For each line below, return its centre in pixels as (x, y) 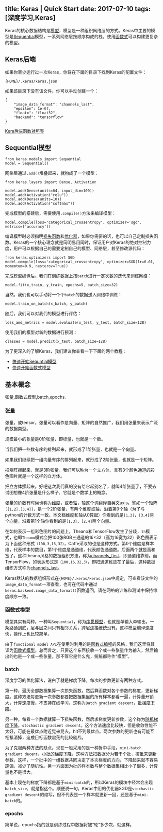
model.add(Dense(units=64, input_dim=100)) (50, 191)
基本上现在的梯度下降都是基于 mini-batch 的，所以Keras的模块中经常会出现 (79, 782)
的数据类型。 (18, 428)
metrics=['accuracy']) (28, 227)
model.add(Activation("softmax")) (40, 204)
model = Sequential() (27, 163)
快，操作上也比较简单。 (28, 634)
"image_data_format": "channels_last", (54, 104)
